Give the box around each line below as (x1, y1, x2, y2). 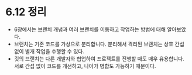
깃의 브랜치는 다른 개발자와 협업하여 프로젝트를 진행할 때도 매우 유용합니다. (13, 55, 185, 62)
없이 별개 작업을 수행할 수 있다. (13, 47, 84, 54)
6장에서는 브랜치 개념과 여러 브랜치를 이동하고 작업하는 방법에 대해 (13, 26, 166, 33)
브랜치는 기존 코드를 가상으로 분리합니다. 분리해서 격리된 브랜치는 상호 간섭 (13, 40, 185, 47)
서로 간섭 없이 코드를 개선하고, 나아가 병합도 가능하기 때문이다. (13, 62, 156, 69)
